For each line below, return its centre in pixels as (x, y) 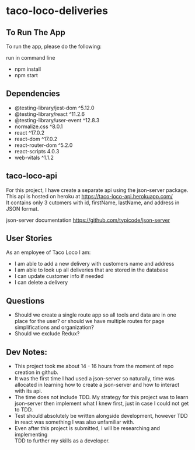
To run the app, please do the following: (54, 46)
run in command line (31, 58)
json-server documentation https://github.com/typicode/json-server (88, 220)
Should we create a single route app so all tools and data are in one (95, 315)
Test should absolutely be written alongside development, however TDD (101, 416)
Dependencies (33, 94)
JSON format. (22, 208)
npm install (28, 69)
